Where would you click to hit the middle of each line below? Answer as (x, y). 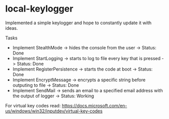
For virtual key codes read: (33, 105)
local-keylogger (39, 9)
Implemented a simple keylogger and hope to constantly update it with (78, 23)
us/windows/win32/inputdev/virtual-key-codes (54, 111)
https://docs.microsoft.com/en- (95, 105)
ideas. (12, 28)
